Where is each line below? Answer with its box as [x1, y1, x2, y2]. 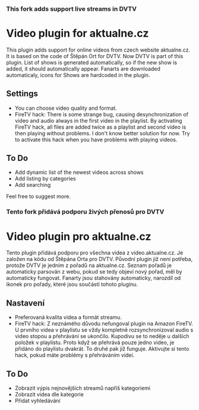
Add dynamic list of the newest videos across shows [14, 169, 144, 176]
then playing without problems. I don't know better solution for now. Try [14, 129, 190, 136]
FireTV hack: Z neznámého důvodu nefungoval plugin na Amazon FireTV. [14, 320, 193, 328]
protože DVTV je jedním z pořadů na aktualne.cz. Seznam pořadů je [6, 262, 172, 269]
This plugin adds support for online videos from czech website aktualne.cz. [6, 46, 191, 53]
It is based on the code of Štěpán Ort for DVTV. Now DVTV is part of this [6, 52, 184, 59]
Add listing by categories [14, 175, 76, 182]
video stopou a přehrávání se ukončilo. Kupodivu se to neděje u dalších [14, 333, 189, 340]
